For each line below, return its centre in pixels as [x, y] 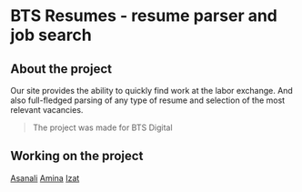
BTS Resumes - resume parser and [144, 16]
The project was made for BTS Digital [102, 127]
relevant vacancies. [47, 110]
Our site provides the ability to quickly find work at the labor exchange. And [152, 91]
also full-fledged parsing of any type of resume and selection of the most [148, 100]
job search [51, 35]
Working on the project [77, 156]
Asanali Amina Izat [45, 177]
